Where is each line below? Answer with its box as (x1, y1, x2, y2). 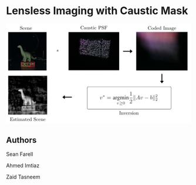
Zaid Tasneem (6, 173, 40, 180)
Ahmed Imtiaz (6, 162, 40, 169)
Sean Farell (6, 150, 33, 157)
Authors (6, 135, 37, 145)
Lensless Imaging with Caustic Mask (6, 4, 188, 18)
